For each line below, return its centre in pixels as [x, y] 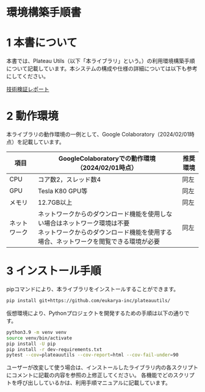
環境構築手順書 [44, 13]
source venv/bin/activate [39, 338]
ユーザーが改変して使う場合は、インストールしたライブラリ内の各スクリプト [103, 368]
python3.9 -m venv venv [37, 332]
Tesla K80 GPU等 [63, 191]
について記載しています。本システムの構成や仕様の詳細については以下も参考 [102, 68]
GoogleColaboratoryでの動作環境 [107, 158]
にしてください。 [28, 76]
